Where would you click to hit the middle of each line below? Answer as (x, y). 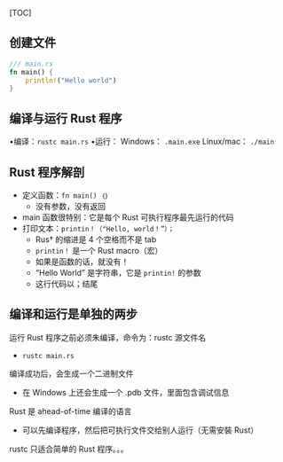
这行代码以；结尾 (67, 284)
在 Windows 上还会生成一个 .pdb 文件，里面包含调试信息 (126, 392)
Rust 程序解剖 (47, 172)
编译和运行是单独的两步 (73, 314)
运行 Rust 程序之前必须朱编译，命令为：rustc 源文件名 (108, 337)
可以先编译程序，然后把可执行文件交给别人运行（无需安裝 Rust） (140, 430)
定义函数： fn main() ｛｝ (65, 195)
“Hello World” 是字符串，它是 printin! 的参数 (118, 272)
